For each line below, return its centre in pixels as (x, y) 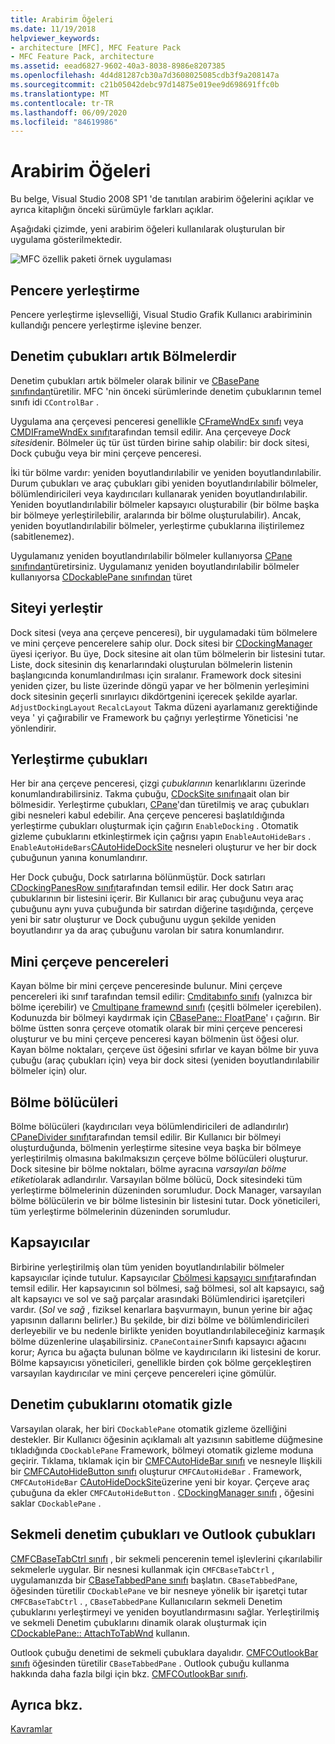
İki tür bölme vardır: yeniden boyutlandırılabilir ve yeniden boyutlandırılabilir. (166, 472)
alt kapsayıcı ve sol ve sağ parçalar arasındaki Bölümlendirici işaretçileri (157, 1298)
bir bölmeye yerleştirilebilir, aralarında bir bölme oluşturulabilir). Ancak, (156, 515)
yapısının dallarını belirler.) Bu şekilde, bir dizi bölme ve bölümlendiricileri (160, 1320)
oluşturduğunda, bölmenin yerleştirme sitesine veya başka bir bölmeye (156, 1148)
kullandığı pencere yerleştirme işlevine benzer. (106, 325)
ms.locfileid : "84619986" (64, 122)
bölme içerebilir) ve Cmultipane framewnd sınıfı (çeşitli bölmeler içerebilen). (166, 1007)
